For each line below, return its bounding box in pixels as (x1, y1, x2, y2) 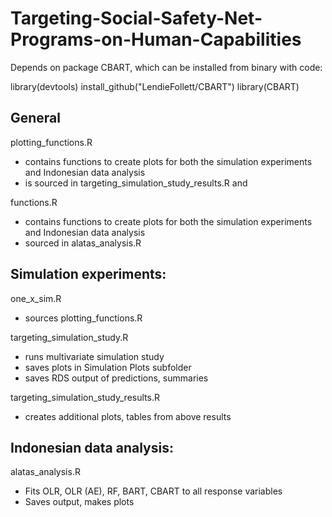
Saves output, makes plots (24, 496, 135, 508)
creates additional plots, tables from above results (24, 410, 232, 422)
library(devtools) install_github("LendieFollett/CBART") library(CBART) (10, 80, 300, 92)
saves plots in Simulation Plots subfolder (24, 361, 192, 373)
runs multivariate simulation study (24, 350, 165, 362)
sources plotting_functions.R (24, 312, 143, 324)
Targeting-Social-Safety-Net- (10, 7, 263, 30)
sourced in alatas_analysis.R (24, 237, 142, 249)
